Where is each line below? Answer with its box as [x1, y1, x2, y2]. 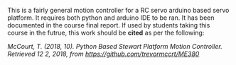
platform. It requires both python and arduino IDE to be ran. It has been [7, 13, 215, 22]
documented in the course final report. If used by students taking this [7, 21, 210, 29]
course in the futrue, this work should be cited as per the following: [7, 28, 205, 37]
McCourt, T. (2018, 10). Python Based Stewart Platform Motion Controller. [7, 42, 222, 50]
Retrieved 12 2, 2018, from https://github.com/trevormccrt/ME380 [7, 49, 200, 58]
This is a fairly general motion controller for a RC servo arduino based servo [7, 6, 230, 14]
